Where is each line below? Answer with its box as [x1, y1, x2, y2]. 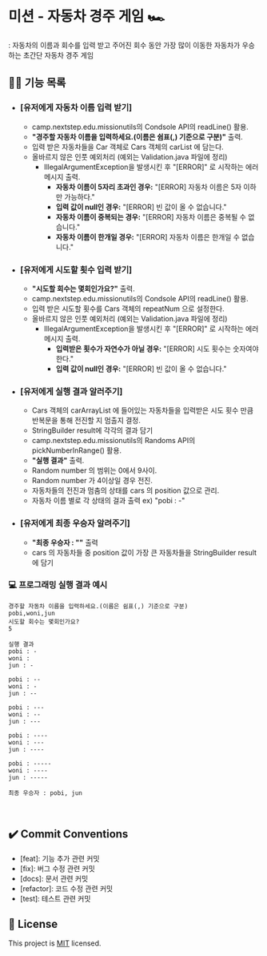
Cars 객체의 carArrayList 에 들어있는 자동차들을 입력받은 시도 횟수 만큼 [31, 405, 254, 415]
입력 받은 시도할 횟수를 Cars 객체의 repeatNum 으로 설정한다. [31, 304, 225, 313]
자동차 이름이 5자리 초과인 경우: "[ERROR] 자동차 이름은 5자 [55, 182, 242, 192]
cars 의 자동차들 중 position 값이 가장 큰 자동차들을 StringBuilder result [31, 547, 257, 557]
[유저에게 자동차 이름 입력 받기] [19, 102, 133, 113]
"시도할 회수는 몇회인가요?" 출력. [31, 284, 135, 293]
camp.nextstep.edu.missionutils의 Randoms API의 [31, 436, 196, 446]
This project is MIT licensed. [8, 938, 102, 948]
